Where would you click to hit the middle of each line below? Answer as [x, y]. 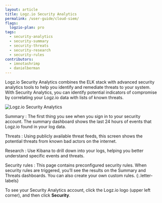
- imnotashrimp [25, 64]
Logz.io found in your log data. [36, 127]
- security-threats [29, 46]
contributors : [19, 59]
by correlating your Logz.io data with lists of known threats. [64, 97]
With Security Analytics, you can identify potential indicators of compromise [81, 92]
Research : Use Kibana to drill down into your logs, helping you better [74, 151]
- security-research [30, 50]
